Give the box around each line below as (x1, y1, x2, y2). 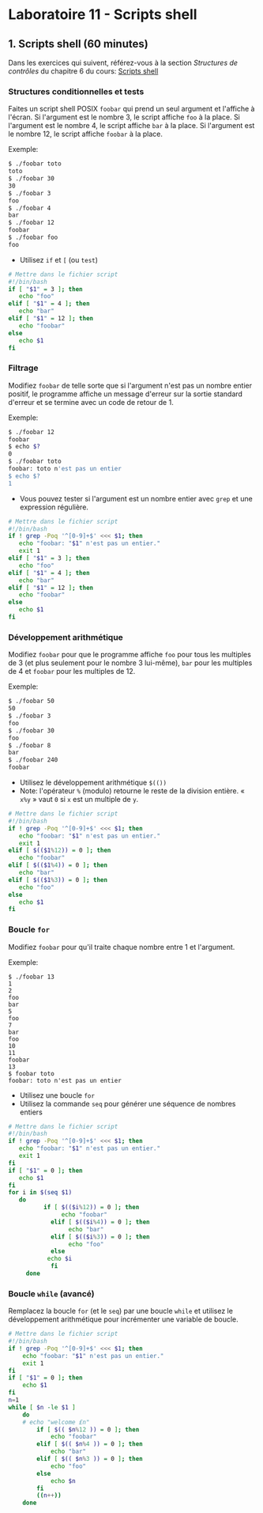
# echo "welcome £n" (22, 1418, 90, 1426)
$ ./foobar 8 (8, 741, 51, 749)
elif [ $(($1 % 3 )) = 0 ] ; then (8, 876, 108, 883)
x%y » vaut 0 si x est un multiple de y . (19, 795, 139, 804)
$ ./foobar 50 (8, 698, 55, 705)
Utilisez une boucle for (19, 1090, 95, 1100)
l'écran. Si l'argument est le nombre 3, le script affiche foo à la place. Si (8, 112, 241, 122)
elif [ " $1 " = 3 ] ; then (8, 554, 90, 562)
